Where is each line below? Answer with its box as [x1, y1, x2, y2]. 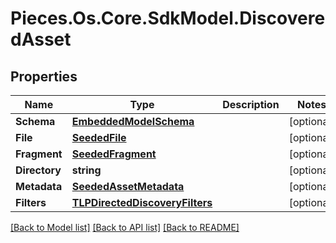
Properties [10, 68, 78, 85]
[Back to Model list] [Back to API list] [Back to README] [10, 222, 240, 233]
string [71, 163, 102, 177]
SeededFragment [71, 147, 157, 161]
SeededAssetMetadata [71, 180, 185, 193]
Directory [15, 163, 62, 177]
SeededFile [71, 131, 127, 144]
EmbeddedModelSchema [71, 115, 195, 128]
